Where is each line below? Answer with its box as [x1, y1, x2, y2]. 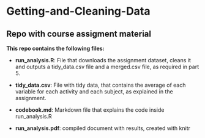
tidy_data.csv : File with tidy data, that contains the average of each [15, 81, 186, 89]
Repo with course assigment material [6, 29, 152, 39]
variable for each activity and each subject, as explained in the [15, 88, 173, 95]
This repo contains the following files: [6, 45, 105, 52]
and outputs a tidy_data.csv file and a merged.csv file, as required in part [15, 63, 199, 70]
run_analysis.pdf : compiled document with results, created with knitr [15, 125, 191, 132]
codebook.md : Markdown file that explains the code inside [15, 106, 165, 114]
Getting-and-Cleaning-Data [6, 4, 151, 18]
